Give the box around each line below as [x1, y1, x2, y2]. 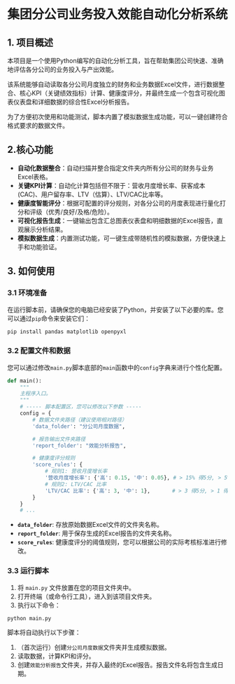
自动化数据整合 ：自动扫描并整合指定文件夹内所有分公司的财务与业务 [17, 163, 214, 172]
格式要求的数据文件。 [7, 121, 69, 130]
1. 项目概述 [7, 36, 54, 48]
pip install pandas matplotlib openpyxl [7, 328, 127, 335]
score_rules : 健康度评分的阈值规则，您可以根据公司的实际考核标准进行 [17, 538, 222, 546]
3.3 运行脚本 [7, 566, 50, 576]
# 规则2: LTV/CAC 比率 [44, 481, 107, 488]
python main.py [7, 615, 52, 622]
